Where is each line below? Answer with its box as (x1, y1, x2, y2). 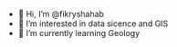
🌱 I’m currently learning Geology (17, 28, 141, 38)
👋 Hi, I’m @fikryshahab (17, 9, 105, 19)
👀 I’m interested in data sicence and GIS (17, 18, 169, 29)
